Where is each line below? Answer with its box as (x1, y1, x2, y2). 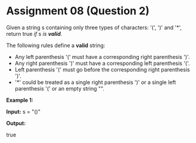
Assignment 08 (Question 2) (6, 4, 150, 18)
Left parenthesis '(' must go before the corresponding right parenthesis (14, 66, 190, 73)
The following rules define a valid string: (6, 42, 105, 49)
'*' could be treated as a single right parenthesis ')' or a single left (14, 79, 176, 86)
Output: (6, 119, 26, 126)
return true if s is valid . (6, 30, 63, 37)
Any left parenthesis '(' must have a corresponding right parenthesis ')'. (14, 53, 190, 60)
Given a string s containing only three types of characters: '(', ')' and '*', (6, 24, 182, 31)
